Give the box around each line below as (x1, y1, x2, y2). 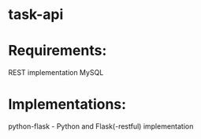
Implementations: (8, 96, 127, 114)
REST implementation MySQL (8, 68, 104, 77)
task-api (8, 6, 64, 24)
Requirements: (8, 42, 107, 60)
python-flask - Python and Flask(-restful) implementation (8, 122, 194, 131)
